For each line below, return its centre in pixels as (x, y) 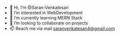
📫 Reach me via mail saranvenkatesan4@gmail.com (62, 28)
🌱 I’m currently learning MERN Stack (46, 18)
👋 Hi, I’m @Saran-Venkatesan (39, 8)
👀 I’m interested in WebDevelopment (46, 13)
